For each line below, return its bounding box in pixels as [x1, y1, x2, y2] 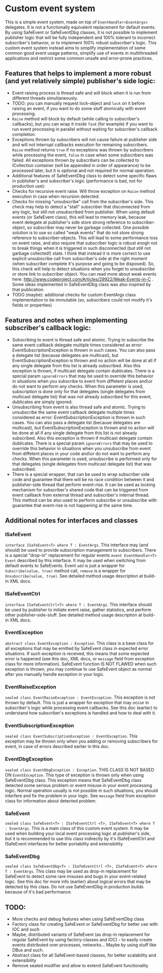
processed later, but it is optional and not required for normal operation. [12, 168, 155, 173]
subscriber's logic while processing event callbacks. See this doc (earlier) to [5, 705, 158, 711]
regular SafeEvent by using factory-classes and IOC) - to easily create [12, 937, 152, 943]
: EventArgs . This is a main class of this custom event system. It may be [5, 825, 149, 831]
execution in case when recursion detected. [12, 193, 100, 199]
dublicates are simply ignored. [12, 399, 73, 405]
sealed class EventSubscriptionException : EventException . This [5, 733, 138, 739]
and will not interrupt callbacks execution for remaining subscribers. [12, 142, 148, 148]
